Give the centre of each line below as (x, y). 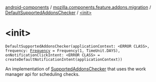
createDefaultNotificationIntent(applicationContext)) (64, 59)
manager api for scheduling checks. (43, 74)
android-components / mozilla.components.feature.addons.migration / (78, 7)
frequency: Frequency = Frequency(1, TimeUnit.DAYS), (63, 51)
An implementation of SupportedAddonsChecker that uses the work (75, 69)
